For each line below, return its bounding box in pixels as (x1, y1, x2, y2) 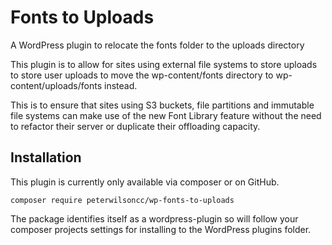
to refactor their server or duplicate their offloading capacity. (10, 120, 261, 132)
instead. (104, 79, 138, 91)
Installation (10, 149, 82, 166)
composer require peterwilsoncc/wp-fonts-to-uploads (10, 195, 235, 205)
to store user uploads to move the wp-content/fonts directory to (10, 69, 274, 81)
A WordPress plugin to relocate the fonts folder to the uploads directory (10, 39, 305, 51)
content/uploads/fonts (10, 79, 103, 91)
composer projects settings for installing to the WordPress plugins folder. (10, 223, 312, 235)
